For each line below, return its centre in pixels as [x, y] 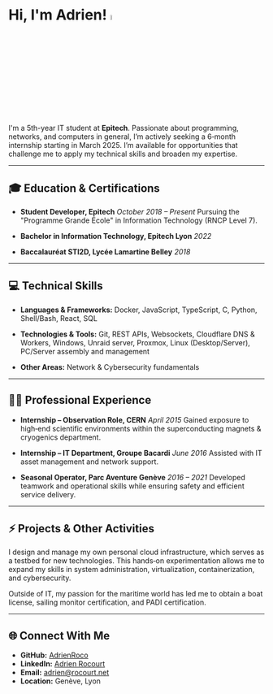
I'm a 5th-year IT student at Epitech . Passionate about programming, [123, 128]
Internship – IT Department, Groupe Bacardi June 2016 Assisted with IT [141, 453]
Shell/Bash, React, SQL [58, 318]
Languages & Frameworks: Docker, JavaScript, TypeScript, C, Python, [139, 310]
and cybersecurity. [40, 578]
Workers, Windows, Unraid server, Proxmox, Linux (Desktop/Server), [135, 342]
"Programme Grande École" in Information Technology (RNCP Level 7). [139, 220]
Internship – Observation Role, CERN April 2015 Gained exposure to [134, 419]
